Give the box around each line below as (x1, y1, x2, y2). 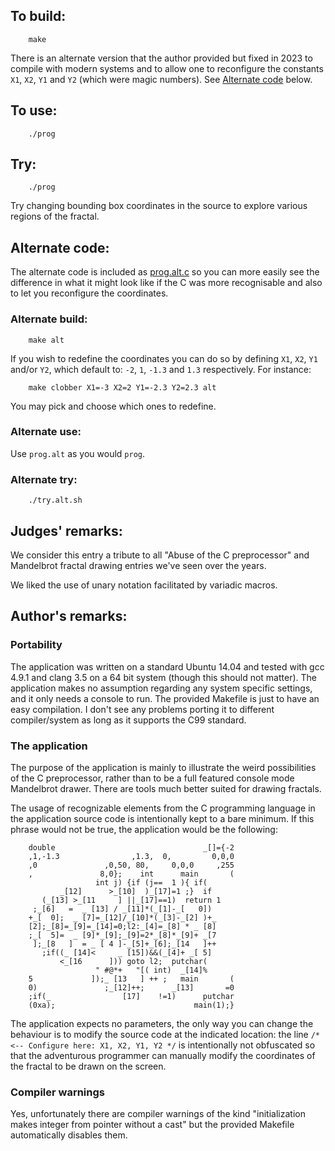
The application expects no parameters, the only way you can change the (10, 1017, 314, 1029)
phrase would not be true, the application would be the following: (10, 823, 278, 835)
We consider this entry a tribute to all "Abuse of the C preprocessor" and (10, 549, 310, 561)
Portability (10, 638, 63, 652)
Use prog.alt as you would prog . (10, 447, 145, 459)
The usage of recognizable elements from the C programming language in (10, 802, 316, 814)
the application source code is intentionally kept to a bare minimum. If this (10, 812, 315, 824)
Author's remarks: (10, 608, 128, 625)
